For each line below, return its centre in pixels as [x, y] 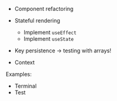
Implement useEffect [50, 32]
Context [24, 62]
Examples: [19, 74]
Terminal [26, 86]
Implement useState [49, 39]
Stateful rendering [37, 20]
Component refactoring [44, 9]
